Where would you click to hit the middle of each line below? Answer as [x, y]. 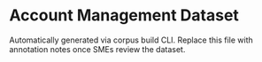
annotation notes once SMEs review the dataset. [97, 49]
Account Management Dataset [124, 15]
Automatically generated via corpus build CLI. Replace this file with [131, 40]
